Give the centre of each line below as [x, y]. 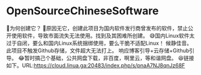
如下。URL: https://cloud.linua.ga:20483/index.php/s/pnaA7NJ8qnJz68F [96, 65]
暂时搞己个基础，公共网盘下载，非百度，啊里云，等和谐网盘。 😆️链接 [109, 58]
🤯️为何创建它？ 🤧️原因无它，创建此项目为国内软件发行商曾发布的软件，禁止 [97, 28]
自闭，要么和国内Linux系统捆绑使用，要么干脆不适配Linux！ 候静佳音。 [104, 43]
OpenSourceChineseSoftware [82, 11]
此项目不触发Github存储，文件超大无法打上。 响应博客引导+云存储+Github [98, 50]
